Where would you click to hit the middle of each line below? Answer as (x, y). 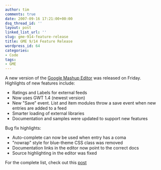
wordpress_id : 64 (23, 46)
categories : (17, 50)
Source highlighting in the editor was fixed (54, 153)
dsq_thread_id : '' (24, 23)
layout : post (18, 28)
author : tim (17, 10)
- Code (12, 55)
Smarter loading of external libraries (48, 113)
